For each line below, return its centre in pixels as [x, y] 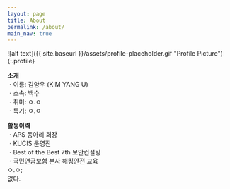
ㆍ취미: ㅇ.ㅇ [24, 102]
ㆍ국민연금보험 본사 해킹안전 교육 [53, 161]
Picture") [210, 54]
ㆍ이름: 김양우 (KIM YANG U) [48, 85]
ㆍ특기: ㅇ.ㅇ [24, 111]
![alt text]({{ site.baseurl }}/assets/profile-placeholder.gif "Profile [102, 54]
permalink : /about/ [36, 27]
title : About [27, 20]
